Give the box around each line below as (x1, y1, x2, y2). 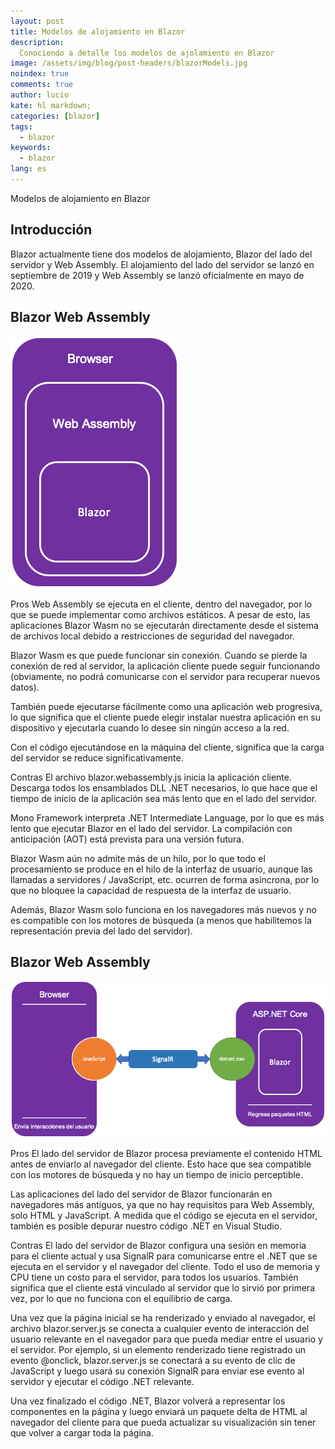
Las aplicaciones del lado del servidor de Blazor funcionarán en (10, 1188, 273, 1200)
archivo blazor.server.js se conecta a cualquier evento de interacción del (10, 1322, 310, 1334)
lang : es (10, 164, 47, 174)
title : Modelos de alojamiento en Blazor (10, 26, 186, 37)
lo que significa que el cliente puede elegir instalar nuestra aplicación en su (10, 711, 322, 723)
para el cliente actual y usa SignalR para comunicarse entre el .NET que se (10, 1250, 318, 1262)
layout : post (10, 16, 65, 26)
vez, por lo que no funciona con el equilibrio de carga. (10, 1292, 233, 1304)
